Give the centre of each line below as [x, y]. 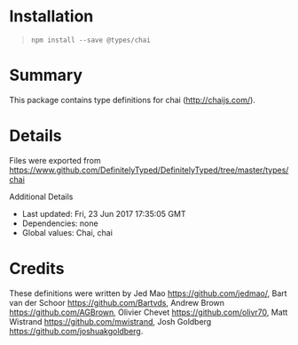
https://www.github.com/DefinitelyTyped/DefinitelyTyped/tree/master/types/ [149, 170]
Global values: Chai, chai [67, 232]
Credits [37, 269]
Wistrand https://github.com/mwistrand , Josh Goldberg [110, 321]
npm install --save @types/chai [90, 40]
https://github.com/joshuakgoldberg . [76, 331]
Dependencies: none [60, 223]
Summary [46, 75]
